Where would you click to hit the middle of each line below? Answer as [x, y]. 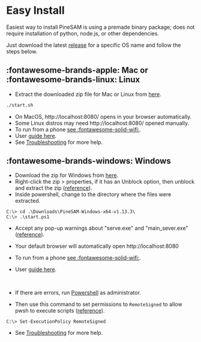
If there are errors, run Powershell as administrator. [78, 293]
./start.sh [20, 105]
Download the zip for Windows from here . [67, 175]
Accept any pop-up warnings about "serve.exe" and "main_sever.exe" [101, 228]
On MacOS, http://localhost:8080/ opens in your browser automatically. [103, 116]
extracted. [28, 201]
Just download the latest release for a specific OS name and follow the [94, 45]
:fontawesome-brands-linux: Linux [73, 79]
